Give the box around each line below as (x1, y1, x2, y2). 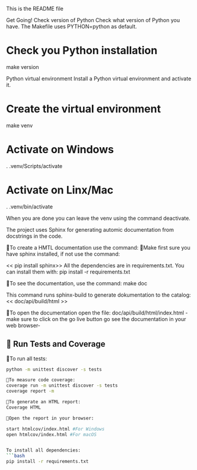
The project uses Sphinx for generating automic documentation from (6, 226, 174, 233)
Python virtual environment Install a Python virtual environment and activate (6, 74, 192, 82)
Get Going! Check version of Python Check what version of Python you (6, 17, 180, 23)
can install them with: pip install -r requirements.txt (6, 268, 131, 275)
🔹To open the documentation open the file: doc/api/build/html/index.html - (6, 309, 188, 316)
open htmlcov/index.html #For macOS (6, 431, 97, 437)
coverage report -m (6, 388, 55, 394)
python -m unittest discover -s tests (6, 366, 102, 372)
